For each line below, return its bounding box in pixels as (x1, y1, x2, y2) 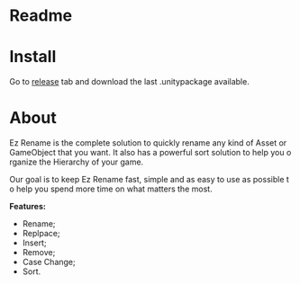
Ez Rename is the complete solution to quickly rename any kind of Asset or (9, 138, 287, 148)
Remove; (22, 247, 56, 258)
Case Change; (22, 257, 76, 268)
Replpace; (22, 228, 60, 239)
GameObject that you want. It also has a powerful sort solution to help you (9, 147, 285, 158)
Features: (9, 201, 47, 212)
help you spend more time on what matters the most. (16, 183, 214, 194)
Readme (9, 5, 73, 26)
